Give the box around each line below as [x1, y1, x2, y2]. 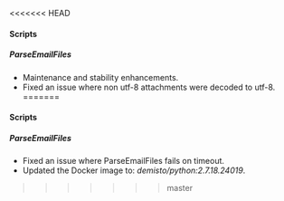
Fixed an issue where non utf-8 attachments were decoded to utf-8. [22, 81, 276, 92]
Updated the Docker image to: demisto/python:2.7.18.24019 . [22, 165, 246, 176]
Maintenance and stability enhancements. [22, 72, 179, 82]
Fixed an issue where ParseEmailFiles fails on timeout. [22, 156, 224, 167]
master [166, 183, 193, 194]
